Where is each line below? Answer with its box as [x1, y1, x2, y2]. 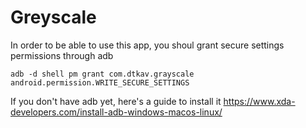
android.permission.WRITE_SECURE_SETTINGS [10, 77, 190, 88]
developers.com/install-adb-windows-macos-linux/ [10, 106, 223, 118]
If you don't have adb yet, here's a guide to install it [10, 95, 222, 107]
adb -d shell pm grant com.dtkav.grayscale [10, 69, 195, 79]
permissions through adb [10, 49, 114, 61]
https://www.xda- [223, 95, 296, 107]
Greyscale [10, 6, 97, 29]
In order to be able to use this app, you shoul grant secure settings [10, 39, 285, 51]
